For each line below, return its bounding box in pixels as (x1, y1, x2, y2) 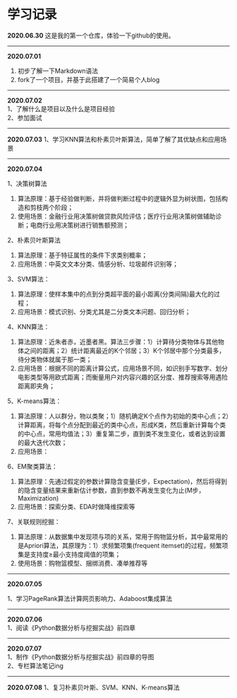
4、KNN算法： (7, 322, 50, 331)
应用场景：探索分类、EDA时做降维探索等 (17, 502, 135, 511)
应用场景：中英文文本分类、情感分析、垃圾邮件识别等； (17, 260, 178, 268)
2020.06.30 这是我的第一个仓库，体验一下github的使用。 (7, 31, 175, 40)
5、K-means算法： (7, 397, 62, 405)
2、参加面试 (7, 113, 42, 122)
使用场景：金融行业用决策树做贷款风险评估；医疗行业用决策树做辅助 (17, 211, 216, 220)
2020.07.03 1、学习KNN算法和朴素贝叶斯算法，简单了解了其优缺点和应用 (7, 135, 221, 144)
